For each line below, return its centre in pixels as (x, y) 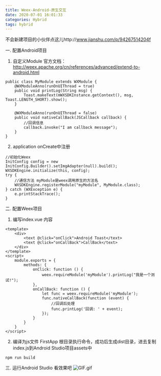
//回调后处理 (63, 304)
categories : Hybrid (26, 19)
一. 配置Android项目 (26, 50)
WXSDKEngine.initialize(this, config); (48, 171)
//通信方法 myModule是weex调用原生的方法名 (56, 181)
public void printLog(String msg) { (54, 91)
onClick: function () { (58, 270)
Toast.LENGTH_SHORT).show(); (36, 100)
